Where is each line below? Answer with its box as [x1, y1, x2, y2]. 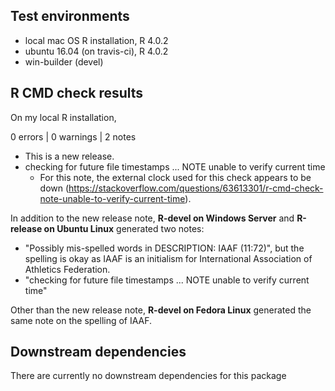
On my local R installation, [10, 111, 117, 123]
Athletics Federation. [24, 263, 111, 275]
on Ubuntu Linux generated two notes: [43, 222, 205, 234]
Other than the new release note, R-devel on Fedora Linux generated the [10, 304, 312, 316]
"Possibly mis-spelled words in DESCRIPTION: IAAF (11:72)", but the [24, 242, 305, 254]
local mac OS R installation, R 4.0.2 [24, 34, 169, 46]
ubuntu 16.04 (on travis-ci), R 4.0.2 [24, 45, 169, 57]
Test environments [10, 8, 130, 25]
